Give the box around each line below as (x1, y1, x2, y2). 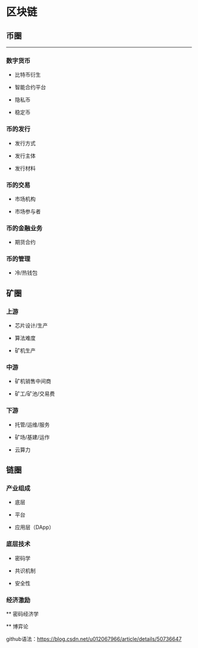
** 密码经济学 (6, 610, 39, 617)
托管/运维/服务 (14, 421, 50, 428)
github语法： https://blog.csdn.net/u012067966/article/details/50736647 (6, 636, 182, 643)
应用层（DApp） (14, 523, 55, 531)
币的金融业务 (6, 224, 43, 232)
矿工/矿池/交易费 (14, 390, 55, 397)
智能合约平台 (14, 84, 46, 91)
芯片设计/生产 (14, 322, 48, 329)
